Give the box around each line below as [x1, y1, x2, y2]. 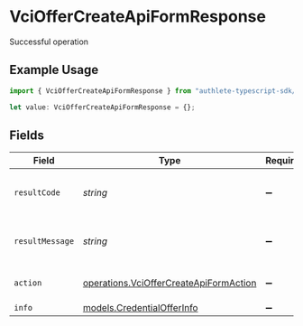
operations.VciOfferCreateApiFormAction [82, 277, 257, 290]
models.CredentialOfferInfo [82, 302, 198, 314]
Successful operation [9, 36, 88, 47]
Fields [9, 127, 45, 143]
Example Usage [9, 62, 99, 78]
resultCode [14, 188, 60, 198]
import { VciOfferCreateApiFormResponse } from [9, 86, 192, 96]
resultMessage [14, 237, 75, 247]
